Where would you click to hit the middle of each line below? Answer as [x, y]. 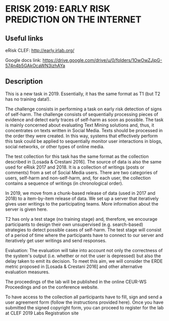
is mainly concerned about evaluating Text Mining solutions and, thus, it [80, 125]
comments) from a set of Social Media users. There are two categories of [81, 172]
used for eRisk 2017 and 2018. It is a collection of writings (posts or [75, 167]
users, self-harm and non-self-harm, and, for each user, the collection [78, 178]
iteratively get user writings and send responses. [56, 240]
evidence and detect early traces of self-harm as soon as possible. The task [84, 119]
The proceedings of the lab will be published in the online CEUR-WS [76, 282]
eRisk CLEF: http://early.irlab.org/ [40, 50]
